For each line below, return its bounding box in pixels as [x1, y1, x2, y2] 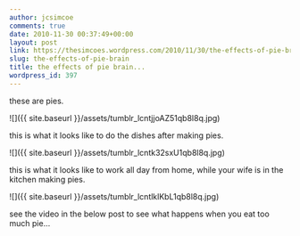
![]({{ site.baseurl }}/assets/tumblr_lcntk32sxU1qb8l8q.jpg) [9, 147, 226, 158]
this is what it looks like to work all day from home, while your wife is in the [9, 164, 284, 175]
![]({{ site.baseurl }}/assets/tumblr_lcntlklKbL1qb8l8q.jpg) [9, 191, 220, 201]
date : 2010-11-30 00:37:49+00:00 [9, 29, 134, 38]
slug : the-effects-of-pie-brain [9, 54, 129, 63]
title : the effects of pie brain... [9, 63, 146, 72]
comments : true [9, 21, 66, 30]
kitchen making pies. [9, 174, 86, 184]
